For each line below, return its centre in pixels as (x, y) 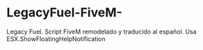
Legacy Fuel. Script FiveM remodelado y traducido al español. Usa (101, 32)
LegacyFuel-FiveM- (64, 13)
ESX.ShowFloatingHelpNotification (56, 38)
